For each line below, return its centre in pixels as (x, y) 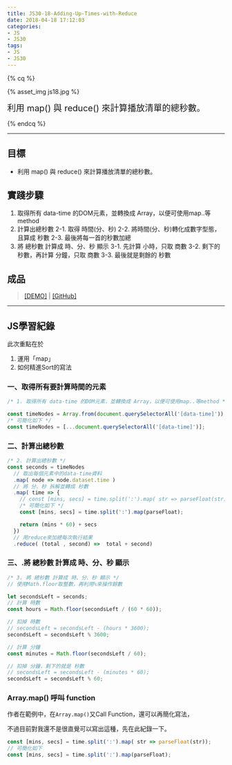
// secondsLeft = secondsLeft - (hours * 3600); (78, 629)
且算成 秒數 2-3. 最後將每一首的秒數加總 (74, 238)
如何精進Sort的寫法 (45, 367)
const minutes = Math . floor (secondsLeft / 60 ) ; (77, 654)
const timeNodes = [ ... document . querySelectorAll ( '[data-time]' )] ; (106, 427)
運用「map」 (36, 359)
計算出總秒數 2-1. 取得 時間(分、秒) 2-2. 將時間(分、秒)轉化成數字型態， (119, 229)
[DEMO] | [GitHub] (50, 296)
